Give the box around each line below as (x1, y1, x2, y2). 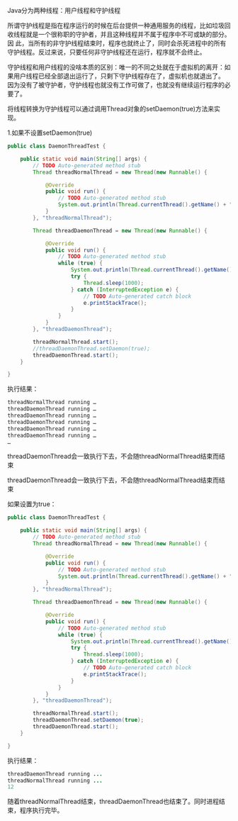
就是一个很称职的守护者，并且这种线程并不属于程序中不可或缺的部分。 (25, 30, 231, 38)
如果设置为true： (7, 500, 57, 508)
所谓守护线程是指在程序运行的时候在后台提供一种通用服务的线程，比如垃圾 (7, 21, 225, 30)
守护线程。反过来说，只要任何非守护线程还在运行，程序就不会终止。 (7, 48, 206, 56)
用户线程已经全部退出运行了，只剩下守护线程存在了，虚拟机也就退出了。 (13, 72, 225, 80)
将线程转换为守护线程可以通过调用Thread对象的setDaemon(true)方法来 (7, 105, 215, 113)
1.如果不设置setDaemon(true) (7, 128, 93, 137)
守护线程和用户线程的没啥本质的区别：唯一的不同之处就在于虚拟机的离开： (7, 63, 225, 71)
